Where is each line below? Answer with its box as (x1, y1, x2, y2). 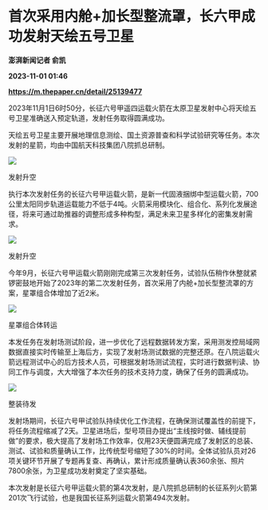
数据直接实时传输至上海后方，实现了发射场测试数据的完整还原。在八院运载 (8, 347, 253, 357)
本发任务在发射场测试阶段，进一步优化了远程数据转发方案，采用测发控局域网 (8, 337, 260, 346)
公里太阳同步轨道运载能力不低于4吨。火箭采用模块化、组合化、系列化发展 (8, 199, 251, 209)
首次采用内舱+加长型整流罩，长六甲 (8, 7, 242, 26)
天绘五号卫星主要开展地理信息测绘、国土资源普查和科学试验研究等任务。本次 (8, 129, 260, 140)
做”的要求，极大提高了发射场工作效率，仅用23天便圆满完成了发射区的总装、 (8, 436, 258, 445)
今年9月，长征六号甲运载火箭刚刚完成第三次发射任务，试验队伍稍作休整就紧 (8, 268, 258, 277)
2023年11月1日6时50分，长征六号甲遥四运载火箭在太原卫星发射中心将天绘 (8, 103, 250, 113)
